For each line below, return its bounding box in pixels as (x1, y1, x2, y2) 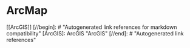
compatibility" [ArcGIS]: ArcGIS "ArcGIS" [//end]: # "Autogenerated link (6, 29, 184, 37)
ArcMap (6, 4, 48, 17)
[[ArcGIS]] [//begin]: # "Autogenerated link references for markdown (6, 23, 177, 31)
